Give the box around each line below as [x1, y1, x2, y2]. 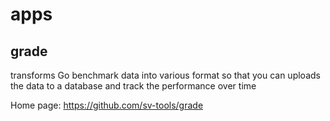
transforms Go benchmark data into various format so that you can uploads [10, 69, 321, 81]
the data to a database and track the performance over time [10, 80, 257, 92]
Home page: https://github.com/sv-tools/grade [10, 99, 204, 111]
